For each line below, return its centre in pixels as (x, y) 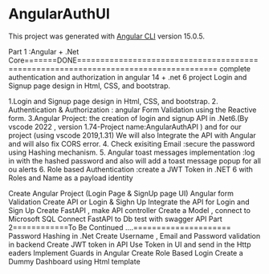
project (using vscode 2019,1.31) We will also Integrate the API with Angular (132, 135)
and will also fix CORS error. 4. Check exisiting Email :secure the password (132, 143)
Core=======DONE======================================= (133, 60)
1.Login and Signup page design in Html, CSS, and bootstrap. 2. (113, 101)
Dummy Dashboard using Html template (74, 261)
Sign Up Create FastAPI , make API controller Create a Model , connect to (130, 210)
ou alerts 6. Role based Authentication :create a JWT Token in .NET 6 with (130, 169)
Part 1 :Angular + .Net (44, 51)
